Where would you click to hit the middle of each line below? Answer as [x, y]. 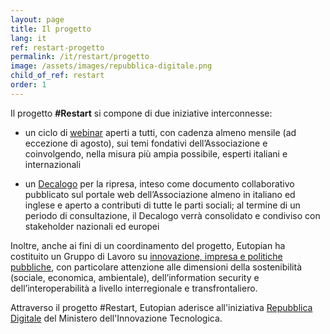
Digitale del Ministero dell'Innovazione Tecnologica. [116, 318]
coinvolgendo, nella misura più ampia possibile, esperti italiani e [156, 153]
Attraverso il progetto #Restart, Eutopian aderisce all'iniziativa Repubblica [161, 307]
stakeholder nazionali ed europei [92, 226]
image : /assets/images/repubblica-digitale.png [111, 66]
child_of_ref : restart [57, 76]
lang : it [28, 38]
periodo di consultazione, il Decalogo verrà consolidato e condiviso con [172, 215]
